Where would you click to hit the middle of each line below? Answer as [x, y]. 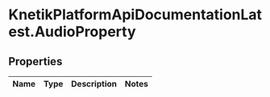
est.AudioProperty [72, 32]
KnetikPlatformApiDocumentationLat [135, 15]
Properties [35, 61]
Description [94, 84]
